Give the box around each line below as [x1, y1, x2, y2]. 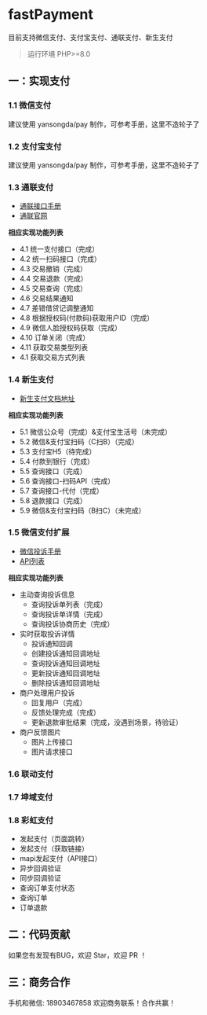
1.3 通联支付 [8, 182, 54, 193]
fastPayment [8, 6, 94, 24]
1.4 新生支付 [8, 374, 54, 385]
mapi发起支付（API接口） [19, 853, 102, 862]
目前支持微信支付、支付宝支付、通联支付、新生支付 [8, 32, 173, 42]
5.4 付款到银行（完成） [19, 456, 94, 465]
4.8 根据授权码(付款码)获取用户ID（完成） [19, 313, 154, 323]
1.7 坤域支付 [8, 792, 53, 803]
